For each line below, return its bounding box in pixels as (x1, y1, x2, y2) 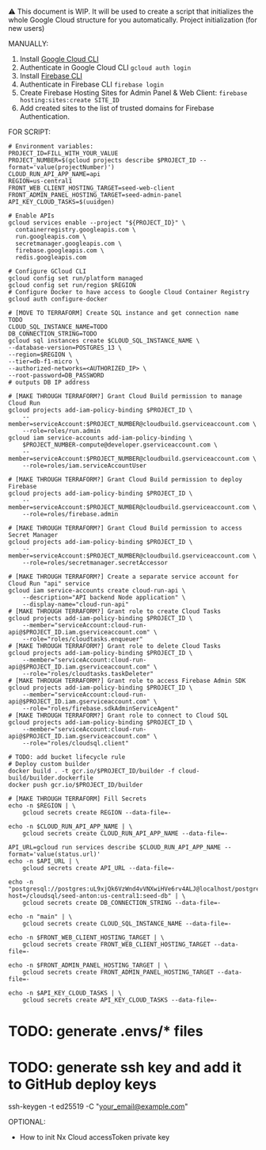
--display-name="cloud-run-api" (22, 600, 129, 608)
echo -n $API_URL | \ (8, 857, 80, 865)
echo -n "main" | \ (8, 913, 73, 921)
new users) (8, 24, 45, 33)
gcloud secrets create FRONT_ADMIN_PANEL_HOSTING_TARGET (22, 968, 215, 976)
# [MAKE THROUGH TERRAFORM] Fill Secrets (8, 795, 147, 803)
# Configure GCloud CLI (8, 267, 87, 275)
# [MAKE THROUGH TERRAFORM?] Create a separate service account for (8, 573, 239, 581)
